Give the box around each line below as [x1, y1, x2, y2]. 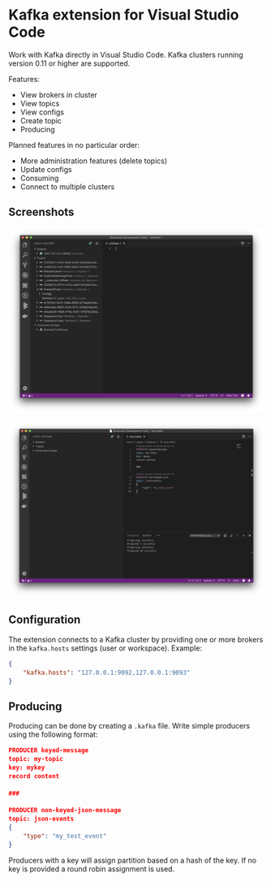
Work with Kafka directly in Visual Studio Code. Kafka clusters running [8, 50, 243, 59]
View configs [19, 107, 65, 117]
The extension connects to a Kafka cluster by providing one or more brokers [8, 634, 264, 644]
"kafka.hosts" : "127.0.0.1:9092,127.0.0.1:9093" [23, 668, 191, 677]
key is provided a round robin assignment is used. [8, 863, 175, 874]
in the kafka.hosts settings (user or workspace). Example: [8, 643, 203, 653]
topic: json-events [8, 815, 75, 824]
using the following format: [8, 729, 98, 740]
